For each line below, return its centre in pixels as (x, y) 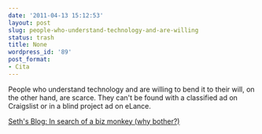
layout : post (30, 23)
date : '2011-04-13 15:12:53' (56, 15)
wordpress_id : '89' (40, 52)
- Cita (19, 67)
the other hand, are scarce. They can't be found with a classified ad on (123, 97)
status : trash (31, 37)
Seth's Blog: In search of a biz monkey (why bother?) (94, 121)
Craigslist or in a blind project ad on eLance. (80, 106)
